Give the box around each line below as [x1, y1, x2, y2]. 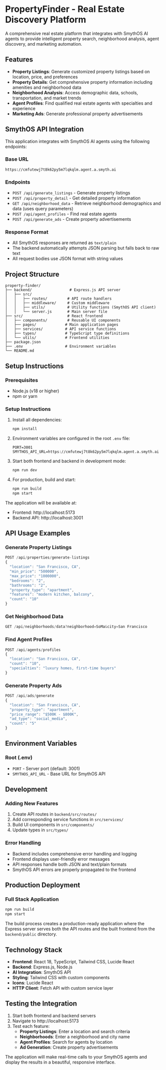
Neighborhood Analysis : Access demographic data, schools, [12, 89, 138, 95]
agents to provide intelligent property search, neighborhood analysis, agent [5, 36, 160, 42]
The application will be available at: [5, 500, 77, 505]
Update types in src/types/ [12, 827, 68, 833]
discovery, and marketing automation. [5, 41, 83, 47]
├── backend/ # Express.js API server [5, 288, 121, 293]
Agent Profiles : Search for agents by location [19, 1039, 113, 1045]
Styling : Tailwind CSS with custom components [12, 975, 110, 980]
